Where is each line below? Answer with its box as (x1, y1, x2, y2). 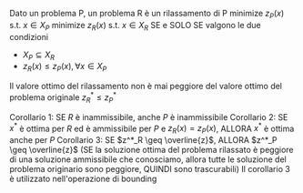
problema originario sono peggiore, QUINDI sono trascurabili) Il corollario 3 (9, 164, 291, 175)
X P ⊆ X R (22, 49, 55, 62)
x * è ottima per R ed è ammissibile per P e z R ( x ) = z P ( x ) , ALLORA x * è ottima (9, 121, 295, 136)
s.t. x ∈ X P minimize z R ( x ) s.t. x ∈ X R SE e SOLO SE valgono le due (9, 19, 261, 33)
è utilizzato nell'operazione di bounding (9, 173, 157, 185)
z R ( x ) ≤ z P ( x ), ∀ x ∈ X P (22, 61, 107, 74)
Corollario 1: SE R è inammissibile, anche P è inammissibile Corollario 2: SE (9, 111, 288, 122)
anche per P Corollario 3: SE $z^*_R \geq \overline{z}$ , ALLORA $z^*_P (9, 135, 278, 146)
